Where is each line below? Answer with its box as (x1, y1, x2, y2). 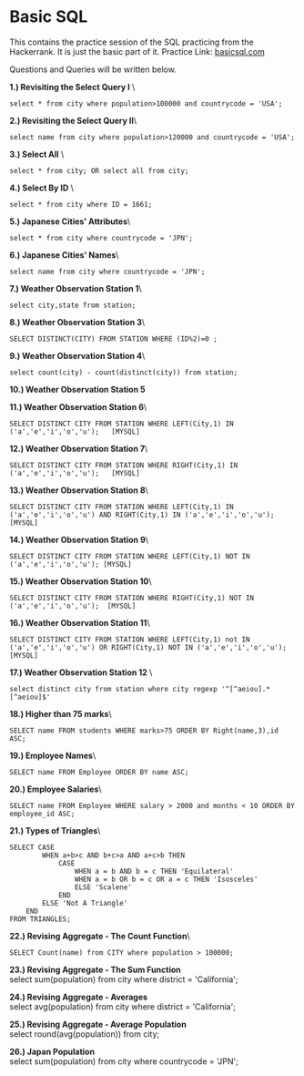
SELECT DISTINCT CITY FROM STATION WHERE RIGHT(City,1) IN (9, 460, 238, 470)
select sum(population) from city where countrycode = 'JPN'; (9, 1055, 238, 1067)
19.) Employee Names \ (9, 750, 96, 761)
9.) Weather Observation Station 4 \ (9, 350, 146, 361)
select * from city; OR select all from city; (9, 166, 189, 175)
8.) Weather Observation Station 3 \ (9, 316, 146, 327)
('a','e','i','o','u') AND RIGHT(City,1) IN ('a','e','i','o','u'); (9, 510, 275, 519)
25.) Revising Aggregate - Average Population (9, 1019, 187, 1030)
